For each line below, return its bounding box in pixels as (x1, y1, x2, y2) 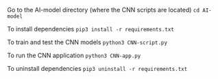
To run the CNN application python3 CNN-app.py (7, 51, 141, 59)
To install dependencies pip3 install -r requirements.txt (7, 25, 175, 33)
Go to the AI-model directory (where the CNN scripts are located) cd (7, 6, 200, 14)
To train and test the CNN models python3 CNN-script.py (7, 38, 168, 46)
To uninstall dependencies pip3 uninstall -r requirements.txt (7, 65, 188, 72)
